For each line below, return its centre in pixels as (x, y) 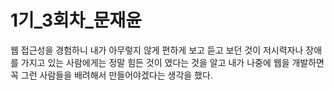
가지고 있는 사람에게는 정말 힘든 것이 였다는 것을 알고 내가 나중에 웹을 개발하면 (172, 62)
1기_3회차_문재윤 (76, 20)
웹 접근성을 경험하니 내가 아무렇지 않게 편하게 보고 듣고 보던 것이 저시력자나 (157, 50)
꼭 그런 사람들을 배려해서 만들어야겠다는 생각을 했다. (111, 75)
